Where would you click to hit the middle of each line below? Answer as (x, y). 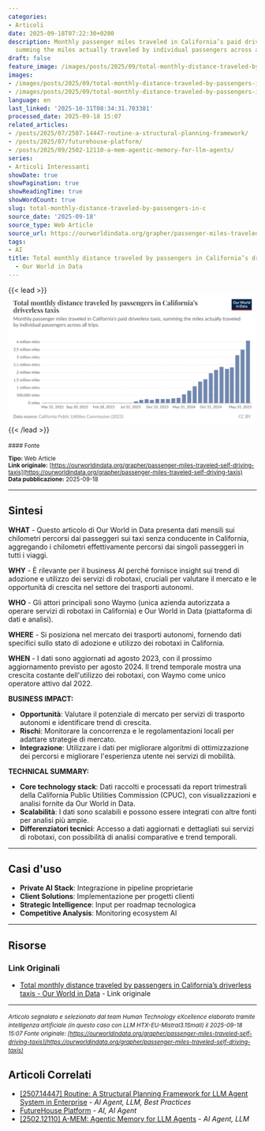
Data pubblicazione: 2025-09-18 (53, 479)
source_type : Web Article (50, 225)
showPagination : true (44, 183)
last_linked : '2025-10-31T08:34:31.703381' (81, 108)
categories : (28, 17)
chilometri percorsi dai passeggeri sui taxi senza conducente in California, (129, 538)
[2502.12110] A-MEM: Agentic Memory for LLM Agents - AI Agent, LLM (134, 1118)
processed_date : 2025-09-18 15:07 (65, 117)
